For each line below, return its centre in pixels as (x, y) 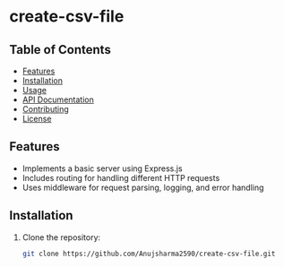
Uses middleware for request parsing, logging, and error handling (143, 187)
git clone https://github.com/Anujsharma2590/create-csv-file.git (149, 254)
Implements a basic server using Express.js (102, 168)
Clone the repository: (61, 237)
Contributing (45, 109)
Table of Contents (60, 50)
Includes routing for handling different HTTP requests (121, 177)
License (37, 119)
